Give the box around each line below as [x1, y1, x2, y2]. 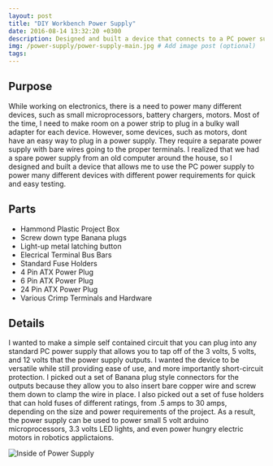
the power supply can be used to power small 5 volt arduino [8, 416, 209, 425]
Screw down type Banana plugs [19, 232, 128, 242]
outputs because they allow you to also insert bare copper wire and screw [8, 381, 257, 390]
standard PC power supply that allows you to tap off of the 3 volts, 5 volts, [8, 347, 257, 356]
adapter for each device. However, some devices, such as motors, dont [8, 127, 248, 136]
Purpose [8, 80, 53, 93]
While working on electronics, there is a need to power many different [8, 101, 242, 110]
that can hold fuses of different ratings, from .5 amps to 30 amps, [8, 399, 227, 408]
